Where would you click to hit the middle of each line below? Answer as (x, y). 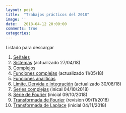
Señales (21, 57)
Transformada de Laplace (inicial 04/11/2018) (60, 105)
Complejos (24, 68)
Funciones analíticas (34, 79)
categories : (18, 33)
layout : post (19, 10)
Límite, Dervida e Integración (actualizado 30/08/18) (67, 84)
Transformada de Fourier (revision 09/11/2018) (61, 100)
